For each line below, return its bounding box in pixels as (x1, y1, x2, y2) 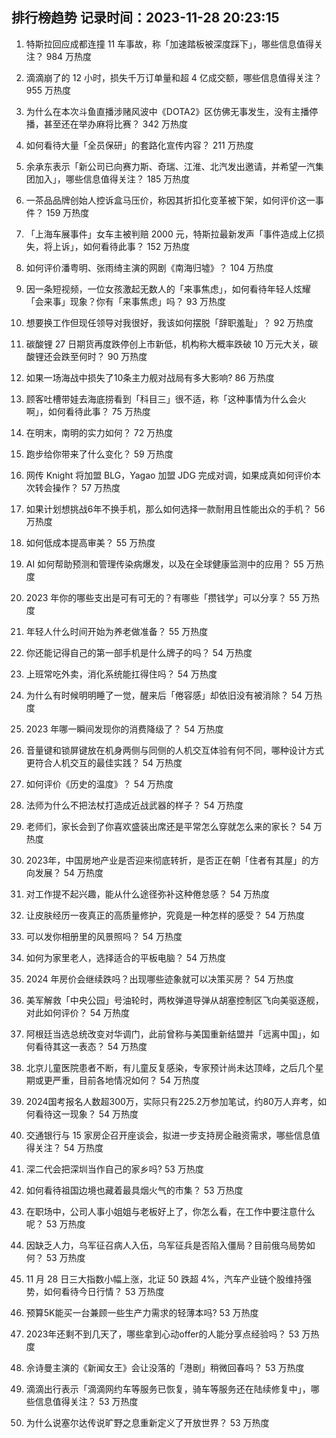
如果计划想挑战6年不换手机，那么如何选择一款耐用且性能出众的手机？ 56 (25, 503, 326, 515)
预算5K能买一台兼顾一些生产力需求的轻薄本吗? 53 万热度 (25, 1306, 259, 1318)
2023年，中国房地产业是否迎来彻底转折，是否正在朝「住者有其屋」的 (25, 854, 311, 866)
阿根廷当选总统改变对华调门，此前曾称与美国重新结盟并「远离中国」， (25, 1028, 311, 1040)
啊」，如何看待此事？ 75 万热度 (25, 405, 151, 417)
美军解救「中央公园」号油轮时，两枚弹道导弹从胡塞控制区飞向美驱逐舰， (25, 994, 324, 1006)
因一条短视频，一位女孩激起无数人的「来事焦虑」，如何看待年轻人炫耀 (25, 283, 311, 295)
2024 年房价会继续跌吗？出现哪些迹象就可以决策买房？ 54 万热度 (25, 973, 294, 985)
